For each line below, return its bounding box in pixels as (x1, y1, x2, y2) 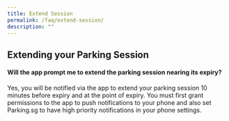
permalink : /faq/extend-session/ (7, 17, 104, 24)
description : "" (7, 23, 54, 30)
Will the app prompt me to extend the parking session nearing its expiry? (7, 68, 222, 76)
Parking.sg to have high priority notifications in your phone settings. (7, 106, 202, 114)
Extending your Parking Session (7, 49, 150, 60)
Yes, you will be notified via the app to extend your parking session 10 (7, 83, 207, 92)
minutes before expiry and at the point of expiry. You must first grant (7, 91, 204, 99)
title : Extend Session (7, 10, 73, 17)
